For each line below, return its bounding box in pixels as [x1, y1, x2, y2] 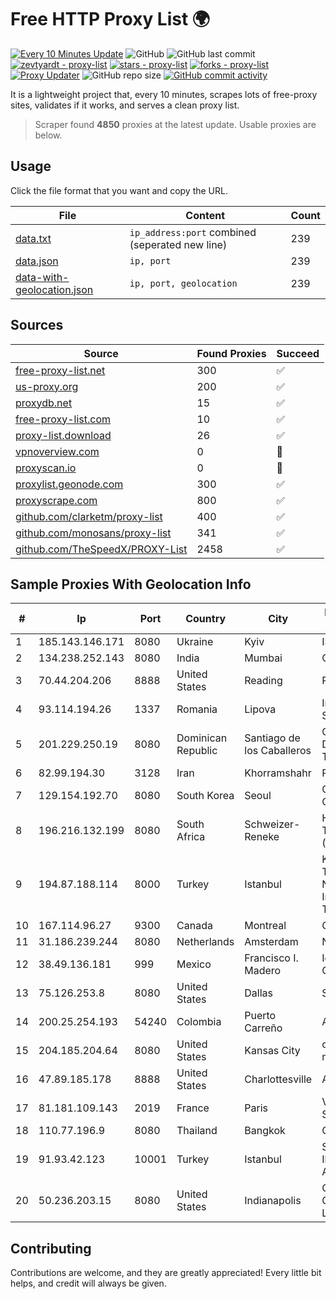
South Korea [176, 789, 235, 803]
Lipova [244, 702, 277, 716]
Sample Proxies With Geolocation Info [10, 576, 252, 593]
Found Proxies [196, 346, 267, 360]
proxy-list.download [15, 428, 112, 442]
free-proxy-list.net [15, 363, 106, 377]
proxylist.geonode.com [15, 477, 124, 491]
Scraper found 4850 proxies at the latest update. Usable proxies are [34, 118, 317, 130]
